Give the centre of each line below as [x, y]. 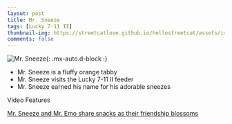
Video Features [29, 100]
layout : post [26, 13]
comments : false [30, 39]
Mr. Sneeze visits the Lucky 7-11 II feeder [75, 79]
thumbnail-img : [29, 33]
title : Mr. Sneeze [33, 20]
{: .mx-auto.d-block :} [77, 59]
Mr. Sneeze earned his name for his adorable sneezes [94, 87]
